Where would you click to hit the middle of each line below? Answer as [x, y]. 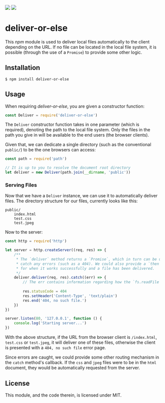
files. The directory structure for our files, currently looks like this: [71, 201]
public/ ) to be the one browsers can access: [50, 150]
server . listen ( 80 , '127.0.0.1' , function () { [54, 319]
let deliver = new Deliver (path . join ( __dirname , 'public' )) [68, 173]
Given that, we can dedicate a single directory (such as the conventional [78, 145]
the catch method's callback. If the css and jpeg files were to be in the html [81, 363]
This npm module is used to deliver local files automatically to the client [77, 41]
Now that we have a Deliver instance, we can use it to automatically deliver [82, 196]
